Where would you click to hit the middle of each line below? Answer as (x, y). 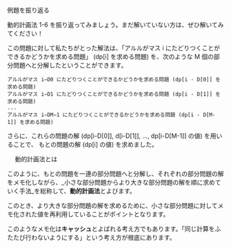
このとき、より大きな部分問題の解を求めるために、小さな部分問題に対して (112, 206)
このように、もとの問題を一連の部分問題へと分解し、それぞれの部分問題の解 (115, 174)
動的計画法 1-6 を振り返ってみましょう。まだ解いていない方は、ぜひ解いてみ (115, 25)
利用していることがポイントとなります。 (112, 214)
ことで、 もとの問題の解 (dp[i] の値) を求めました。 (86, 144)
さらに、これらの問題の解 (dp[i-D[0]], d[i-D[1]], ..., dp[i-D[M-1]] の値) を (109, 136)
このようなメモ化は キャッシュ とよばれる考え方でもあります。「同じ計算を (111, 229)
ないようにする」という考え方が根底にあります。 (106, 237)
